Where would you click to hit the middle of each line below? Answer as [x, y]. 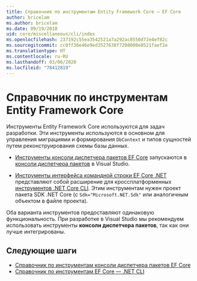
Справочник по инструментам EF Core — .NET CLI [80, 271]
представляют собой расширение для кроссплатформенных [93, 182]
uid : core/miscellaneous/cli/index [51, 34]
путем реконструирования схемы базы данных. [68, 146]
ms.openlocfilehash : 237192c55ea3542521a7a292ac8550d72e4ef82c [87, 40]
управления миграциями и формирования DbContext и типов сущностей [98, 139]
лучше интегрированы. [36, 232]
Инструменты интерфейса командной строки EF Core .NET [91, 175]
